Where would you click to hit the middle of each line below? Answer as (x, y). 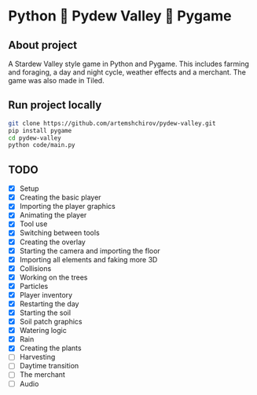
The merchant (42, 375)
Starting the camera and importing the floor (90, 251)
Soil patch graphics (51, 322)
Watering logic (43, 331)
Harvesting (37, 357)
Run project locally (55, 105)
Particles (34, 286)
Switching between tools (59, 233)
